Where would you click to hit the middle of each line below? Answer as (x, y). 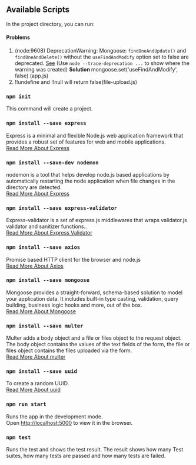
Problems (18, 37)
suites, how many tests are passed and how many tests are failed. (86, 456)
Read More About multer (36, 357)
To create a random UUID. (38, 383)
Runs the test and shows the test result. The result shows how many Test (95, 449)
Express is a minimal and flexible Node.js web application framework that (95, 135)
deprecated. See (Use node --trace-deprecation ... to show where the (102, 63)
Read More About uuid (33, 390)
